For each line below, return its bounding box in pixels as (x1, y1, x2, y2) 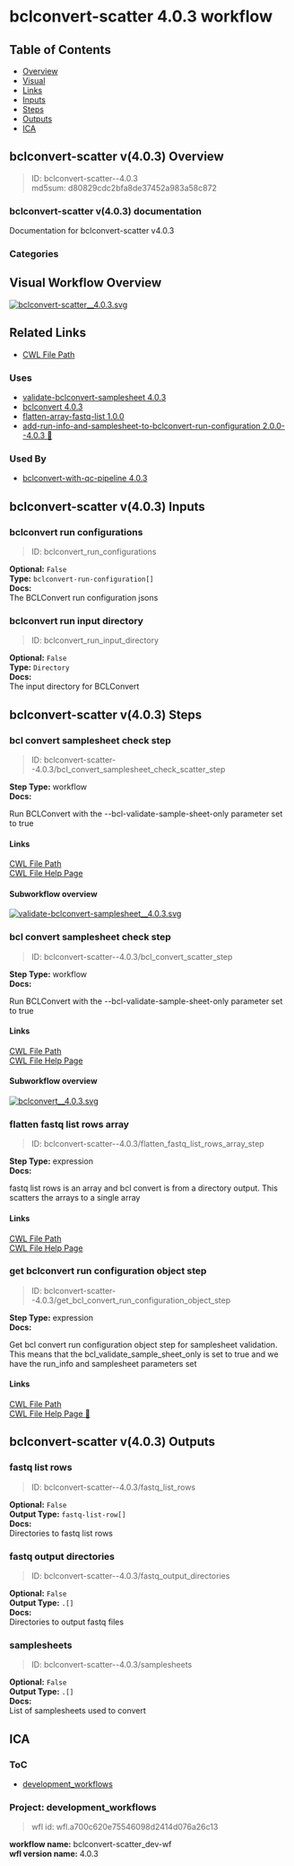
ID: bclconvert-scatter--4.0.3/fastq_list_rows (30, 1482, 196, 1492)
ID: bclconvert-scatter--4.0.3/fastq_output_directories (30, 1571, 230, 1581)
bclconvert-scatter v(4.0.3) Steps (9, 707, 203, 722)
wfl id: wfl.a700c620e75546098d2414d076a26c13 (30, 1821, 219, 1833)
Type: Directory (9, 662, 70, 673)
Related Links (9, 325, 87, 340)
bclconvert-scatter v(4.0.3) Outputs (9, 1434, 216, 1449)
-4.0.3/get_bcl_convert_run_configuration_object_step (30, 1295, 231, 1306)
